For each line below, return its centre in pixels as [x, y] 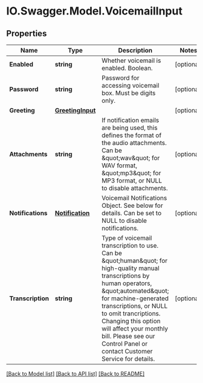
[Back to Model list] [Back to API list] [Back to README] [76, 374]
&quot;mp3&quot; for [131, 173]
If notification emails [130, 120]
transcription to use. [130, 246]
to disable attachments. [135, 188]
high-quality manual [131, 268]
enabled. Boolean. [127, 68]
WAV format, [120, 166]
